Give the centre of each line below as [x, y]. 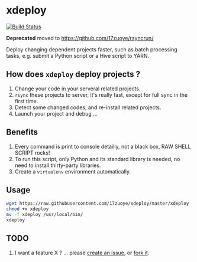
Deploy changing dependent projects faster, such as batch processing [92, 49]
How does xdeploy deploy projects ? [73, 74]
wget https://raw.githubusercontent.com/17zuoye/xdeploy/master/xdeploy [98, 204]
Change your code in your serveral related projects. [77, 89]
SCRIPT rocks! [32, 153]
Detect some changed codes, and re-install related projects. [88, 107]
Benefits [22, 132]
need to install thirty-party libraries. [58, 165]
